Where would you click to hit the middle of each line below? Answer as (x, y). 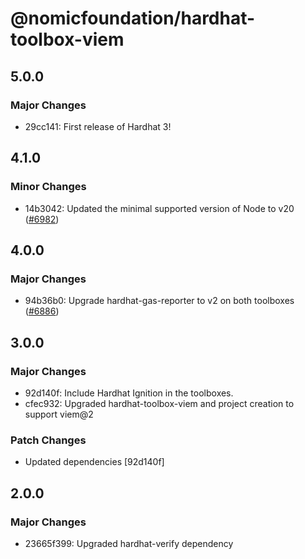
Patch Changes (48, 440)
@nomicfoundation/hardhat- (133, 18)
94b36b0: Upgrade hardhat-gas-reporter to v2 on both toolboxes (159, 301)
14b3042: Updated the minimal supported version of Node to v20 (159, 208)
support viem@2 (59, 414)
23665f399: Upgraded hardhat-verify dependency (129, 543)
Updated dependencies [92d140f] (94, 462)
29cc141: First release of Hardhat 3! (98, 126)
